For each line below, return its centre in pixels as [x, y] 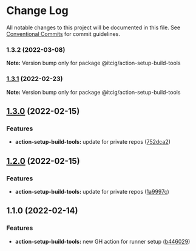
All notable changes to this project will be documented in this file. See [93, 27]
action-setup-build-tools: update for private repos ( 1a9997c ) [92, 191]
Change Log [37, 11]
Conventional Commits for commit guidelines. [63, 34]
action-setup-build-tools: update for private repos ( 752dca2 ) [93, 142]
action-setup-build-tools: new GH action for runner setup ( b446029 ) [103, 241]
